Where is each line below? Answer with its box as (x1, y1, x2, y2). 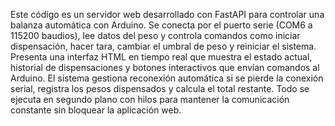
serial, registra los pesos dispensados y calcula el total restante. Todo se (10, 83, 310, 94)
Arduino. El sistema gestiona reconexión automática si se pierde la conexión (10, 72, 324, 84)
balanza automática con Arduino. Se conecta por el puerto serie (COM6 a (10, 19, 313, 31)
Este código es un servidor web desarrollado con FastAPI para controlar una (10, 9, 325, 20)
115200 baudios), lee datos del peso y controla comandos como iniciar (10, 30, 301, 41)
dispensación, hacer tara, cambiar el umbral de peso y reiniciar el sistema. (10, 40, 317, 52)
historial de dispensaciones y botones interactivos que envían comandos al (10, 62, 320, 73)
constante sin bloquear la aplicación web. (10, 104, 182, 116)
